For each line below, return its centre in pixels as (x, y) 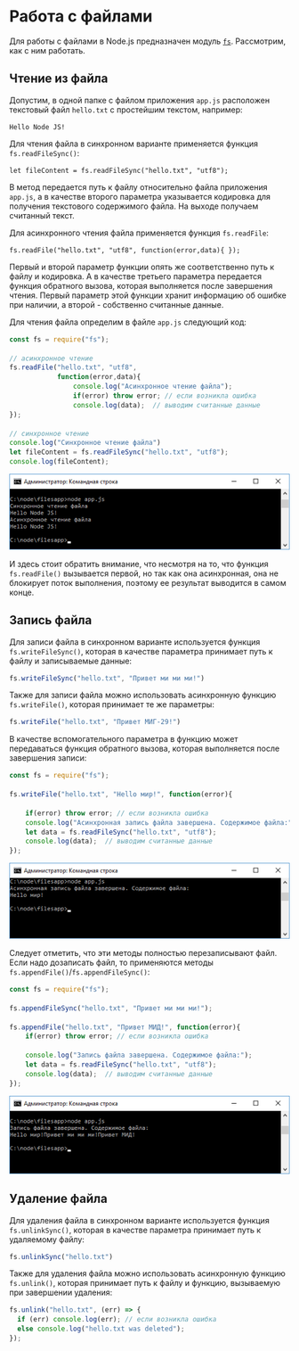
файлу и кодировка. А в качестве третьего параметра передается (136, 276)
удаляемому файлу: (47, 1239)
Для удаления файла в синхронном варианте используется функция (139, 1220)
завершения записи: (48, 758)
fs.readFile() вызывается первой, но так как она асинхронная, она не (144, 573)
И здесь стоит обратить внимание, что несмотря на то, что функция (139, 564)
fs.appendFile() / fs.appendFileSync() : (80, 972)
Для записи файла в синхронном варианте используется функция (135, 642)
